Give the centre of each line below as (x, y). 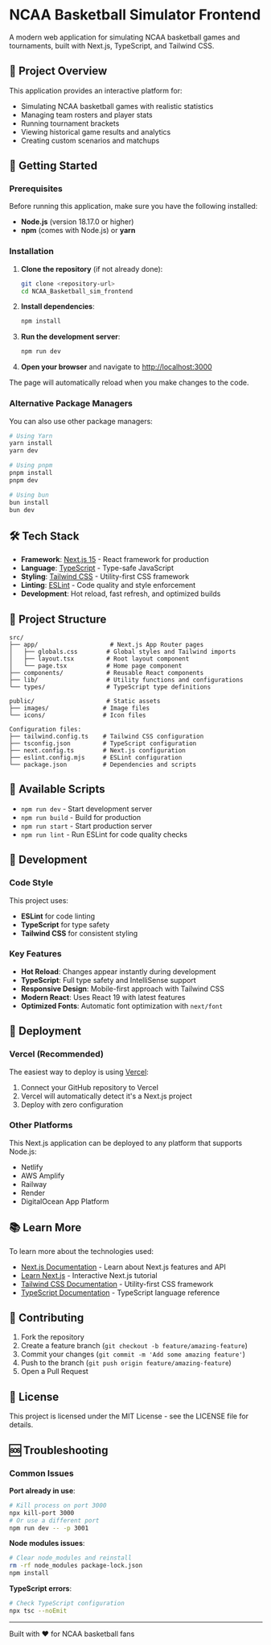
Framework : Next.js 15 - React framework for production (115, 560)
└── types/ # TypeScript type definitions (110, 687)
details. (21, 1425)
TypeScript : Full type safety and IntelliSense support (108, 980)
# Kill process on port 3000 (58, 1505)
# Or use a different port (54, 1520)
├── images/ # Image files (80, 708)
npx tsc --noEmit (38, 1610)
